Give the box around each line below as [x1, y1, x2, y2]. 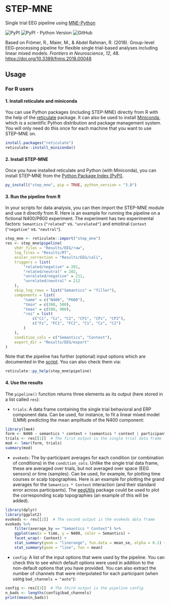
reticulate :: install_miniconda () [5, 145, 76, 150]
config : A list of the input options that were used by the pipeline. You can [12, 554, 165, 560]
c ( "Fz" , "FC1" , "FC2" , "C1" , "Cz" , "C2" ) [32, 321, 121, 326]
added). [12, 497, 29, 504]
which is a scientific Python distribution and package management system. [5, 120, 162, 126]
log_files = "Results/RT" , [14, 250, 71, 256]
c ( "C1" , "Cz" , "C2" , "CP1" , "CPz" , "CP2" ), [32, 316, 125, 321]
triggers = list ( [14, 259, 51, 265]
